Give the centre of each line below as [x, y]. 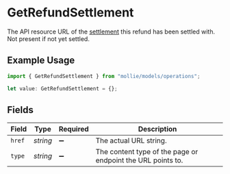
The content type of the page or [147, 152]
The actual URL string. [131, 140]
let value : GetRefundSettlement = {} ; [62, 88]
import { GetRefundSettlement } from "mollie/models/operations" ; [104, 76]
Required [74, 129]
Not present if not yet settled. [49, 38]
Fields [21, 110]
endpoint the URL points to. [139, 160]
